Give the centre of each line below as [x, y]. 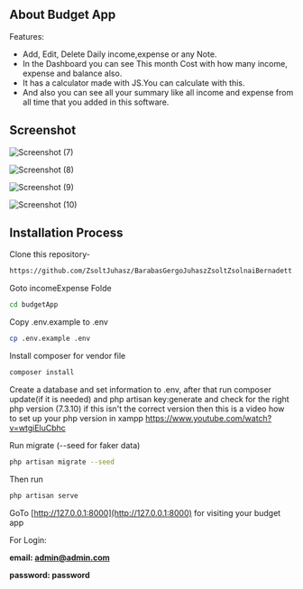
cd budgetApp [34, 305]
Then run [26, 479]
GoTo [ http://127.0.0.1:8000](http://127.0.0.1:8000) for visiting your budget [145, 512]
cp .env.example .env [50, 339]
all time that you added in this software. [96, 102]
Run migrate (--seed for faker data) [75, 445]
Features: [27, 36]
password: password [50, 575]
